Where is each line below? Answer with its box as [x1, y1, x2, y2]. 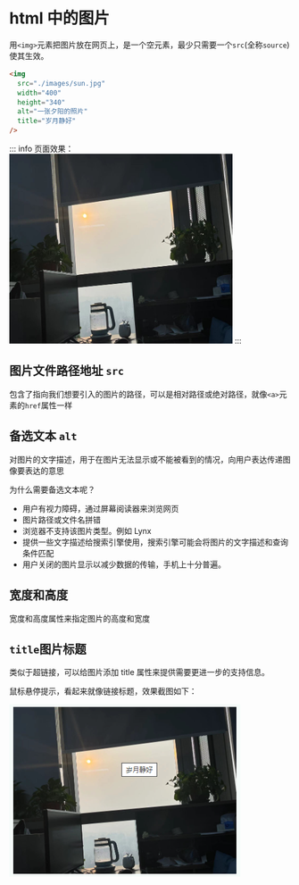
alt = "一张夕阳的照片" [17, 107, 88, 116]
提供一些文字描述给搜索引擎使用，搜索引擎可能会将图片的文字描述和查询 [21, 537, 288, 547]
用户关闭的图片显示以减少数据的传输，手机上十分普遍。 [21, 559, 226, 570]
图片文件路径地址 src [9, 363, 125, 379]
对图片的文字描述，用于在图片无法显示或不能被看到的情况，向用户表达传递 [9, 454, 283, 464]
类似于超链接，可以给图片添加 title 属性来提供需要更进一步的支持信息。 [9, 667, 270, 678]
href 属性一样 [25, 399, 73, 411]
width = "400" [17, 88, 62, 97]
